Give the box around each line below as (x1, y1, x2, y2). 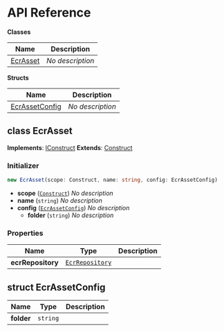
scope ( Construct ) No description (17, 189, 114, 197)
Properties (7, 228, 44, 238)
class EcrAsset (7, 125, 73, 137)
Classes (7, 28, 31, 36)
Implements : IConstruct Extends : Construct (7, 143, 133, 151)
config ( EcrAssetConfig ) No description (17, 203, 130, 212)
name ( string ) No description (17, 196, 102, 205)
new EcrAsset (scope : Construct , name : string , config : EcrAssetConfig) (7, 176, 218, 184)
